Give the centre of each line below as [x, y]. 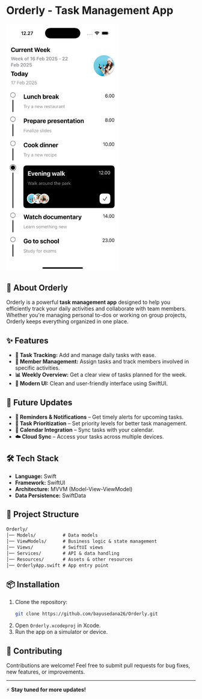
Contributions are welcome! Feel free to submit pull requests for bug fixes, [98, 666]
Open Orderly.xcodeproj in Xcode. [58, 625]
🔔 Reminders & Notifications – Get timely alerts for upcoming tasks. [99, 417]
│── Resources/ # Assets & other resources [70, 559]
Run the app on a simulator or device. [61, 632]
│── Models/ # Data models [52, 535]
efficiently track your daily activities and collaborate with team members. [96, 309]
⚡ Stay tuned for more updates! [46, 690]
